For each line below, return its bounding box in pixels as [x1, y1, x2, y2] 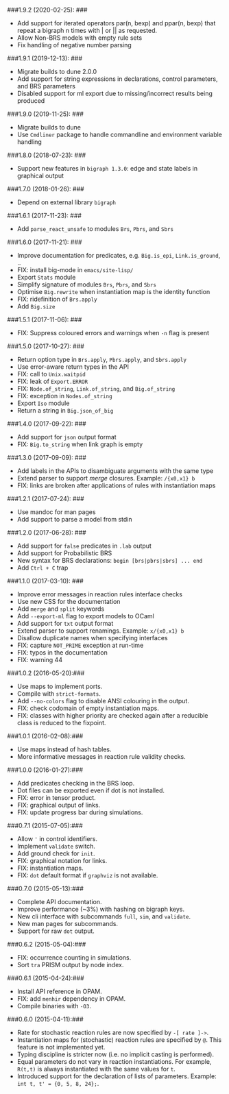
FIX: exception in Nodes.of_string [16, 392, 112, 400]
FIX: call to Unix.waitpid [16, 370, 86, 378]
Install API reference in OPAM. [16, 987, 102, 995]
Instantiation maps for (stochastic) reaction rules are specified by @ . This [16, 1036, 221, 1044]
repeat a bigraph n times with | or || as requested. [16, 27, 158, 34]
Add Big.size [16, 302, 56, 311]
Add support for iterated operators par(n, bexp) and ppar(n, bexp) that [16, 19, 216, 27]
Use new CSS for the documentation [16, 598, 121, 605]
